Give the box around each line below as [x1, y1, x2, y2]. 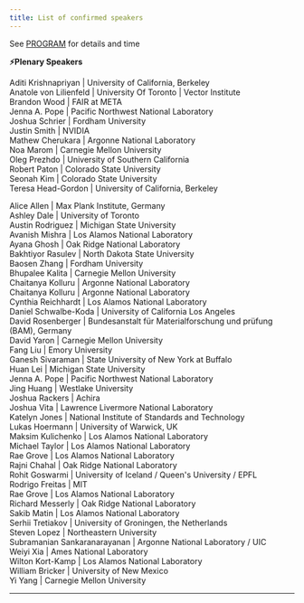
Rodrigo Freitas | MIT [9, 478, 88, 489]
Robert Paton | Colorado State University [9, 164, 161, 174]
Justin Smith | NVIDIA [9, 125, 90, 136]
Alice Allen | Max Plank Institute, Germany [9, 200, 166, 211]
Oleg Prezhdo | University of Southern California [9, 154, 190, 165]
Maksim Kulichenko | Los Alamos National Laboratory [9, 430, 209, 441]
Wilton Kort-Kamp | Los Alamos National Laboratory [9, 555, 203, 566]
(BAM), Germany [9, 325, 72, 335]
